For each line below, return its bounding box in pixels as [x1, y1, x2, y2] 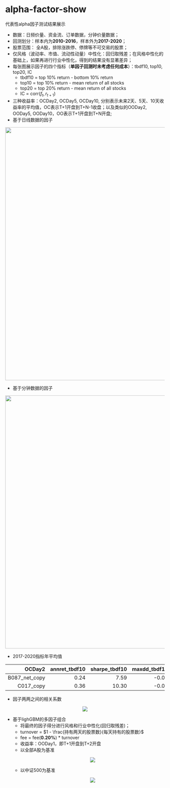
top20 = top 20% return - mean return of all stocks [20, 85, 126, 91]
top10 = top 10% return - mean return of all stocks [20, 79, 124, 86]
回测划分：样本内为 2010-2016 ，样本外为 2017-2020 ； [12, 38, 126, 44]
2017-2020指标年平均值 [12, 653, 62, 659]
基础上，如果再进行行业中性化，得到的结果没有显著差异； [12, 57, 133, 63]
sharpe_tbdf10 [90, 666, 127, 673]
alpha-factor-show [5, 4, 87, 15]
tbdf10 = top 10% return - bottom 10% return [20, 74, 113, 80]
